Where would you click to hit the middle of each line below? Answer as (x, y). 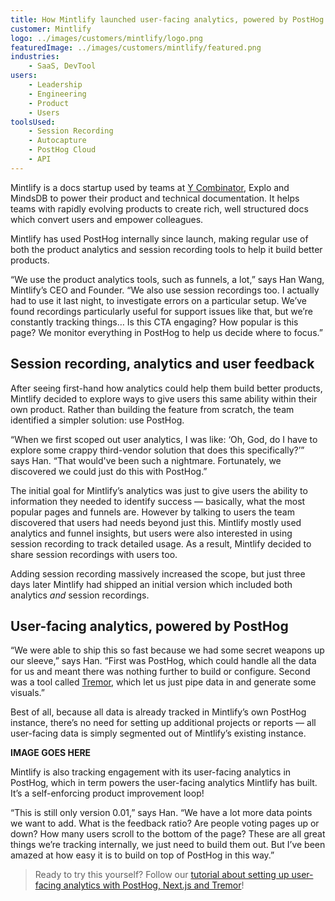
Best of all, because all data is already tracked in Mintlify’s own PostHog (158, 712)
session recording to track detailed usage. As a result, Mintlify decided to (161, 543)
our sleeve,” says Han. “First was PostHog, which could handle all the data (163, 661)
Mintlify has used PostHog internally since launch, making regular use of (159, 238)
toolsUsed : (33, 122)
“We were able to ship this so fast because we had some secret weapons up (167, 650)
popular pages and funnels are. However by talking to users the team (152, 512)
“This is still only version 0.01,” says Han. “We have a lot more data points (161, 813)
